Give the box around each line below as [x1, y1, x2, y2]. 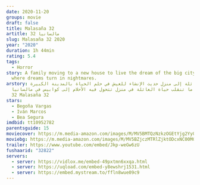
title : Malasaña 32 [6, 25, 55, 32]
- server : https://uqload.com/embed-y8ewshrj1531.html [11, 164, 151, 170]
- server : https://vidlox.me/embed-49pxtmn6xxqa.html [11, 159, 148, 165]
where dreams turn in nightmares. [11, 75, 97, 81]
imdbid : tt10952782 [6, 120, 55, 126]
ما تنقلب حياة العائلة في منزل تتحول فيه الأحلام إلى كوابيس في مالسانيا [11, 87, 193, 92]
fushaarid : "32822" [6, 147, 55, 153]
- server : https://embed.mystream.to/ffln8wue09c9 [11, 169, 140, 176]
